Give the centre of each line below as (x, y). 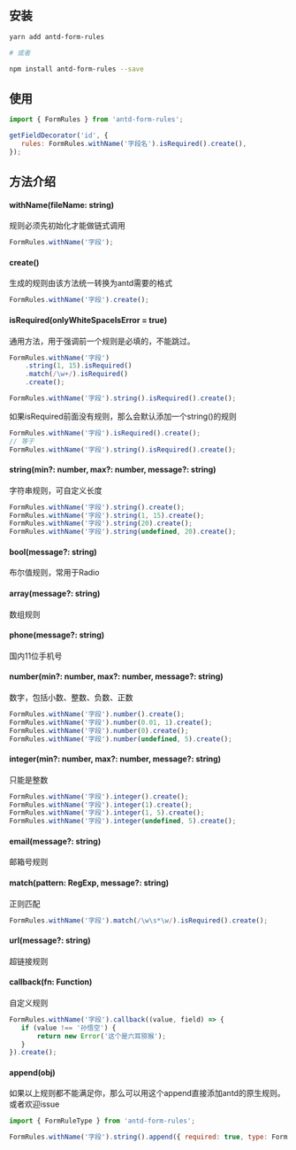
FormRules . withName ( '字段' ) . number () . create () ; (97, 714)
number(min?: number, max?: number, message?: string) (116, 676)
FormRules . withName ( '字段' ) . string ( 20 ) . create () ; (101, 524)
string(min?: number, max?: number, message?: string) (113, 470)
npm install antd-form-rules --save (76, 69)
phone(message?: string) (57, 635)
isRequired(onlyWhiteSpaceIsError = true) (88, 320)
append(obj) (32, 1072)
